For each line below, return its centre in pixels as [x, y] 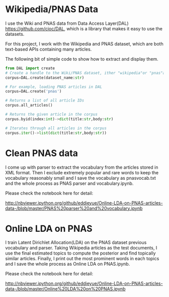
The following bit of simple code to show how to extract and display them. [82, 59]
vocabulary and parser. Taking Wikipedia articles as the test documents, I [81, 248]
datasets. [15, 34]
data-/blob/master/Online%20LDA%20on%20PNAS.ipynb [65, 289]
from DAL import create [30, 68]
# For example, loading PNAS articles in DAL [54, 87]
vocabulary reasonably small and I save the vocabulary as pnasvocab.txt [80, 178]
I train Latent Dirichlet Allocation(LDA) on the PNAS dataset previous [76, 242]
